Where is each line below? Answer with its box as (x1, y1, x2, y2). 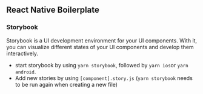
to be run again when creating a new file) (15, 81, 118, 88)
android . (15, 68, 36, 75)
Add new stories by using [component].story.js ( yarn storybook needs (15, 74, 193, 81)
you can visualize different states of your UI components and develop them (6, 43, 194, 50)
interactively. (6, 50, 38, 57)
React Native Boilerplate (6, 5, 100, 15)
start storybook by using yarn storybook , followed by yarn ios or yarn (15, 61, 189, 69)
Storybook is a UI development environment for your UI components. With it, (6, 36, 198, 44)
